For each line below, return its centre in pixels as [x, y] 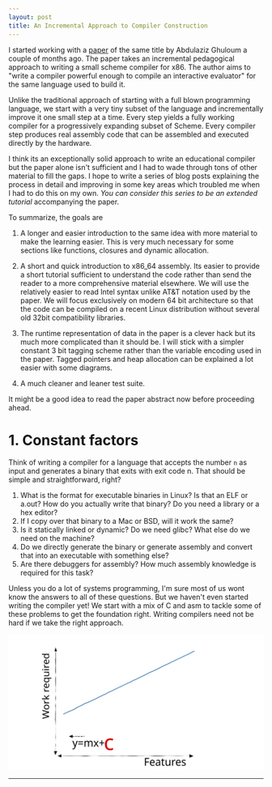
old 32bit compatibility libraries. [73, 317]
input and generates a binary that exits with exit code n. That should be [127, 471]
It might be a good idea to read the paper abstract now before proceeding [132, 399]
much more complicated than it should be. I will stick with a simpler [132, 342]
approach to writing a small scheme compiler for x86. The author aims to [130, 67]
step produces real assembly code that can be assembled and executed [129, 134]
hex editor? [39, 513]
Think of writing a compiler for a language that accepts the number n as [128, 462]
